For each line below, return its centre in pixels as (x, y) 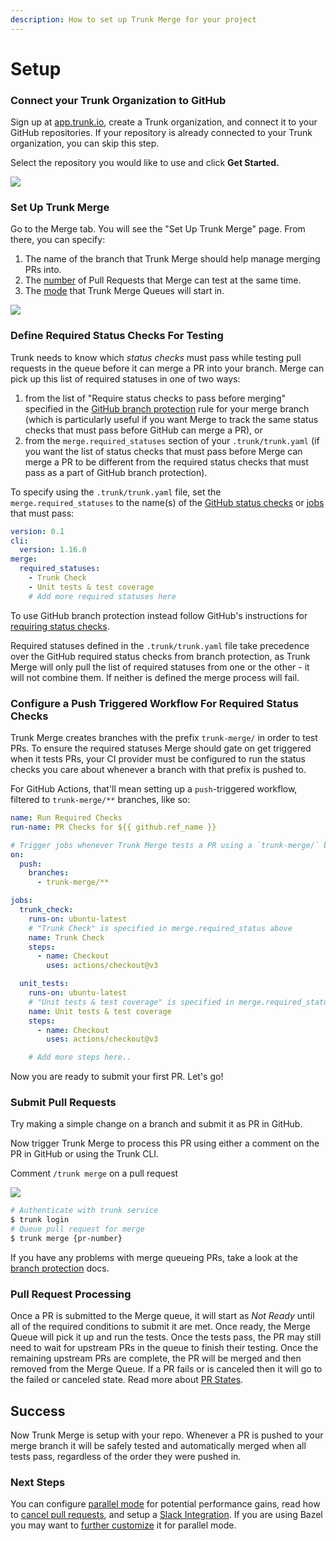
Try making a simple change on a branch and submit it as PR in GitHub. (156, 1124)
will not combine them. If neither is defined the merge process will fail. (155, 677)
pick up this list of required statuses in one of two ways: (125, 378)
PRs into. (43, 270)
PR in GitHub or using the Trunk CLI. (85, 1154)
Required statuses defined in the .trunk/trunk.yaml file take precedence (160, 645)
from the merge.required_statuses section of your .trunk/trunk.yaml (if (172, 440)
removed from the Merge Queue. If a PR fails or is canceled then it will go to (166, 1369)
